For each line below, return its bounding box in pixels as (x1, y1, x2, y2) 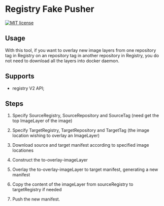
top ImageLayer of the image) (12, 118, 72, 124)
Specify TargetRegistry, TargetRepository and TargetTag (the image (12, 127, 149, 133)
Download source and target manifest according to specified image (12, 142, 149, 148)
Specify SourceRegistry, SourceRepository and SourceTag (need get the (12, 113, 159, 119)
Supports (5, 72, 34, 81)
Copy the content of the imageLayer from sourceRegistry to (12, 181, 133, 187)
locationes (12, 147, 33, 154)
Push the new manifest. (12, 196, 60, 202)
